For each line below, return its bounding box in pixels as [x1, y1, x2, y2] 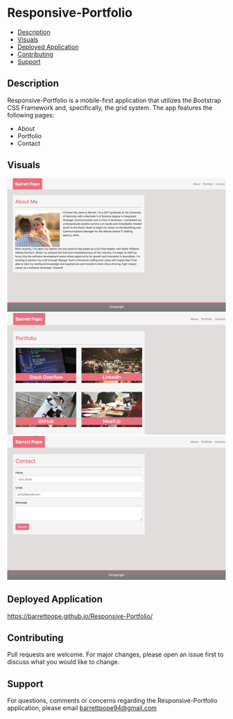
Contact [17, 139, 40, 147]
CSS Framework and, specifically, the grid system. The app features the [7, 103, 213, 112]
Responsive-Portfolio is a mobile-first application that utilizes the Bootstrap [7, 96, 222, 104]
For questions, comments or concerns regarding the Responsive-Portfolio [7, 697, 218, 705]
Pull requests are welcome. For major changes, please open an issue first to [7, 650, 224, 659]
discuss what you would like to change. [7, 658, 120, 666]
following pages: [7, 111, 55, 119]
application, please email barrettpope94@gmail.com [7, 704, 157, 712]
